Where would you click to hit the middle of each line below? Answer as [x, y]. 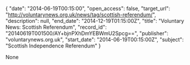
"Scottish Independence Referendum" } [53, 46]
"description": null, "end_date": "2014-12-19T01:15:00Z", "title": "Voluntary [95, 21]
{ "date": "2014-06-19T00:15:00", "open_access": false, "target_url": [88, 8]
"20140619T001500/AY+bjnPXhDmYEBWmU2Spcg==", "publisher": [87, 33]
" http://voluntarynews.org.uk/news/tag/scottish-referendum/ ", [81, 15]
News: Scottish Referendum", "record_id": [56, 27]
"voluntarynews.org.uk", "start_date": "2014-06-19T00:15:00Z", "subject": [95, 40]
